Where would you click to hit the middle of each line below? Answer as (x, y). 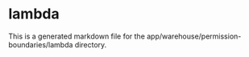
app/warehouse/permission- (194, 36)
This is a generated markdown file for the (77, 36)
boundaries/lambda (41, 44)
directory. (91, 44)
